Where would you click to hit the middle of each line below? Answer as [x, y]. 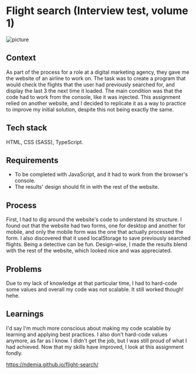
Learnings [25, 314]
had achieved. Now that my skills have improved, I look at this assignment [95, 346]
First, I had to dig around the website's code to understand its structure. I [94, 220]
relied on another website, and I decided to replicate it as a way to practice [96, 103]
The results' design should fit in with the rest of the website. [87, 187]
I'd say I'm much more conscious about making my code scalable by [89, 328]
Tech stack [27, 128]
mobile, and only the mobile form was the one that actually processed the [95, 232]
